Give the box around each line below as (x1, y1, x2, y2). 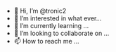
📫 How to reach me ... (13, 37, 79, 45)
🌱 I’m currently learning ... (13, 22, 89, 30)
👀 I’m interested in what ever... (13, 14, 102, 22)
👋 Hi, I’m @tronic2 (13, 7, 67, 15)
